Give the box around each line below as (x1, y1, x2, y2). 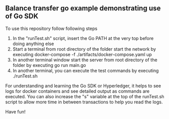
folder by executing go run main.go (12, 62, 86, 68)
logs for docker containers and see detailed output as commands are (5, 88, 150, 94)
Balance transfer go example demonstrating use (5, 4, 161, 13)
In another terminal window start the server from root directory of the (12, 57, 157, 63)
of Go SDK (5, 12, 39, 21)
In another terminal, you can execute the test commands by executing (12, 67, 159, 73)
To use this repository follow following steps (5, 25, 97, 31)
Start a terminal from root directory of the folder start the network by (12, 46, 156, 52)
